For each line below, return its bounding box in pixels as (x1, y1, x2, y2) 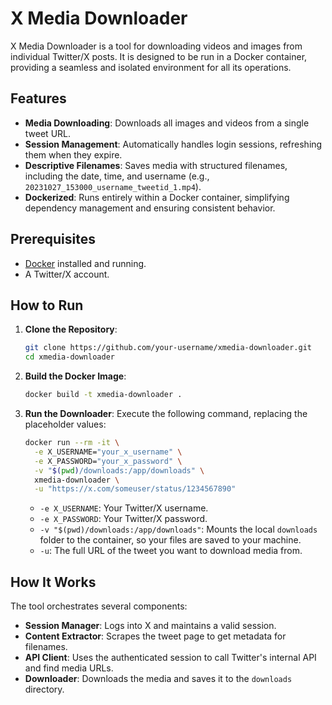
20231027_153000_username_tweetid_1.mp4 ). (24, 180, 202, 192)
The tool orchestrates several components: (10, 600, 188, 612)
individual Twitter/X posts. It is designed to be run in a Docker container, (10, 50, 308, 62)
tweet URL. (24, 127, 72, 139)
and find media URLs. (24, 662, 114, 674)
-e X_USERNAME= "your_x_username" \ (34, 447, 183, 457)
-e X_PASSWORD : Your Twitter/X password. (39, 513, 208, 525)
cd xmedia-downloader (24, 352, 115, 362)
